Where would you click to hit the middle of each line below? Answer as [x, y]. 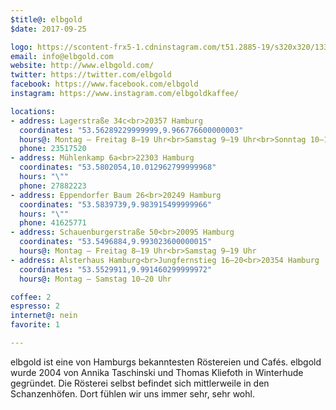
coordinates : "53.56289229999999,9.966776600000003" [131, 130]
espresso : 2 [35, 306]
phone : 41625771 [53, 223]
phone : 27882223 [53, 186]
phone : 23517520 [53, 149]
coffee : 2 [31, 297]
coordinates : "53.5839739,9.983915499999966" [116, 204]
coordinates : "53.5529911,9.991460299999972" [116, 269]
